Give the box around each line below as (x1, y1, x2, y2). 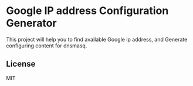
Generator (6, 16, 57, 30)
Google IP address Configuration (6, 4, 169, 18)
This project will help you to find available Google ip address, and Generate (6, 36, 188, 43)
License (6, 59, 36, 69)
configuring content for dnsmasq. (6, 42, 87, 49)
